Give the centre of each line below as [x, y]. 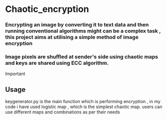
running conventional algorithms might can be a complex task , [83, 31]
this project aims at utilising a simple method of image [72, 37]
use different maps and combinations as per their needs [63, 112]
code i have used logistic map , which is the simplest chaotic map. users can [84, 107]
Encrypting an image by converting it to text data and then [77, 25]
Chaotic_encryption [47, 9]
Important [15, 74]
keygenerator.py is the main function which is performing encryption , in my [83, 102]
